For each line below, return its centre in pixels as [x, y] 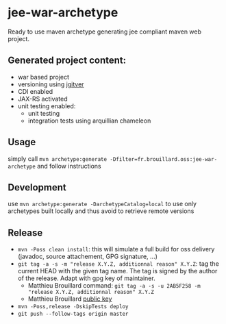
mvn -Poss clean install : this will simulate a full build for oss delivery [116, 249]
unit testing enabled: [47, 106]
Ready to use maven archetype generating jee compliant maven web [104, 32]
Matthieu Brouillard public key [70, 299]
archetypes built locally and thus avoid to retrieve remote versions [101, 211]
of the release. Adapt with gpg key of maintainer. [87, 278]
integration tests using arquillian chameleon [89, 121]
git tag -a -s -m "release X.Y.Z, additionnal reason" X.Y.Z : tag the [118, 264]
